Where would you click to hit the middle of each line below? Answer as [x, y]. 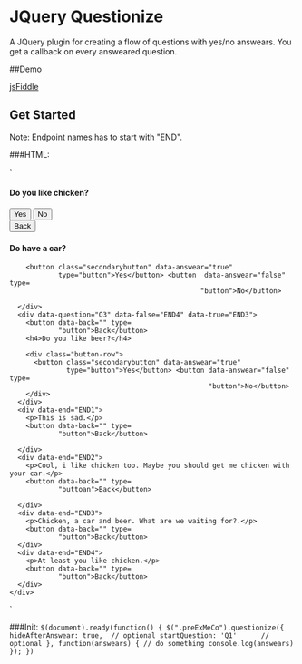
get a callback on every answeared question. [93, 51]
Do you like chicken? [49, 193]
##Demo [26, 69]
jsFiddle [24, 86]
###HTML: [29, 154]
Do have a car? [38, 248]
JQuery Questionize [87, 17]
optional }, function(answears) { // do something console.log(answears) [152, 644]
